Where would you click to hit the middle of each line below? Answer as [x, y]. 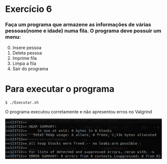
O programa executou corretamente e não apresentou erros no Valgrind [79, 112]
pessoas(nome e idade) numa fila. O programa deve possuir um [83, 31]
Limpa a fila [24, 63]
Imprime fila [25, 58]
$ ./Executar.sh [22, 103]
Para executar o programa [60, 89]
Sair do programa [30, 69]
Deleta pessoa [27, 53]
